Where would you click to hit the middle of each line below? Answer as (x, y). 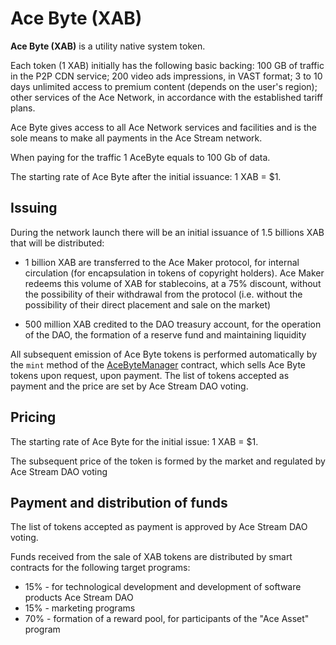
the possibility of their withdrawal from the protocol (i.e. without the (163, 294)
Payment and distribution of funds (119, 502)
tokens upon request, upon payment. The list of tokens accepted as (150, 375)
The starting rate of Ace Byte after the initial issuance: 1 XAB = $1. (146, 176)
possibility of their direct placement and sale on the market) (148, 304)
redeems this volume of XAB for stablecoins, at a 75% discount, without (173, 283)
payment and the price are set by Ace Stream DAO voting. (129, 386)
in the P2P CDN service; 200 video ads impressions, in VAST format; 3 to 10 (166, 76)
